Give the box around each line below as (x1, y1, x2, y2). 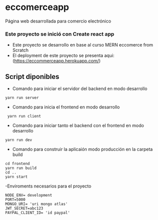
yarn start (5, 174, 28, 179)
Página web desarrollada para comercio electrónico (5, 18, 111, 24)
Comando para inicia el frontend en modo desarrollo (12, 104, 120, 110)
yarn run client (7, 114, 41, 119)
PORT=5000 (5, 197, 26, 202)
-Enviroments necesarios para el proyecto (5, 183, 91, 189)
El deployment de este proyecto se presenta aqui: (12, 52, 115, 58)
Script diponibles (5, 72, 60, 81)
